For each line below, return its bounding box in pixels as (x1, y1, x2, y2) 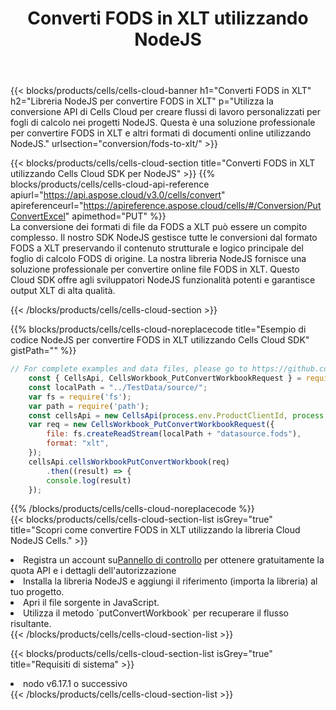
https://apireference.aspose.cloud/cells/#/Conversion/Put (83, 200, 322, 212)
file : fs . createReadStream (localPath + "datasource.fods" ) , (46, 429, 302, 439)
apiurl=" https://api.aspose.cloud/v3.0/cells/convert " (10, 189, 226, 201)
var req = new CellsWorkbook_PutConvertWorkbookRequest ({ (28, 420, 275, 430)
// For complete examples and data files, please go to (10, 364, 248, 374)
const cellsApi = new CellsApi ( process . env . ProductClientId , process (28, 410, 325, 421)
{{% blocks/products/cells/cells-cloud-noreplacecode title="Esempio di (10, 323, 307, 336)
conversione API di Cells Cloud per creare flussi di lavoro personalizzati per (10, 106, 322, 118)
